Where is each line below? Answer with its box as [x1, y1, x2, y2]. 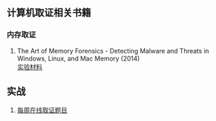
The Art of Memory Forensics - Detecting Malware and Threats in [16, 46, 210, 55]
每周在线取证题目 [16, 105, 68, 114]
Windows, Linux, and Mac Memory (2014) [16, 54, 140, 63]
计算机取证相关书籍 [6, 6, 91, 19]
